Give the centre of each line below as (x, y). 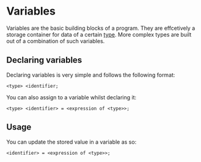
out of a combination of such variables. (56, 41)
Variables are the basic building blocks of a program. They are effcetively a (101, 28)
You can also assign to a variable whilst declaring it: (71, 97)
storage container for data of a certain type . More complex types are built (99, 34)
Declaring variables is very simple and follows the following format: (91, 75)
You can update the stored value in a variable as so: (71, 142)
